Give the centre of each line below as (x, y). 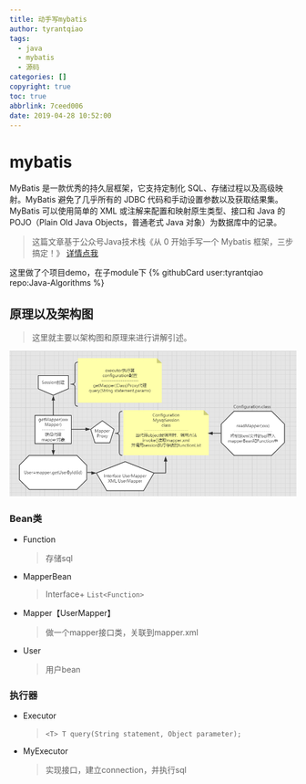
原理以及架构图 (51, 314)
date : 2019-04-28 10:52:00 (61, 115)
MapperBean (47, 576)
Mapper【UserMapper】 (69, 612)
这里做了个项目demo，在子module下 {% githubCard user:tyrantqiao (137, 273)
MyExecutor (45, 751)
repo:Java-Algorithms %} (57, 283)
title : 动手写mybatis (48, 19)
